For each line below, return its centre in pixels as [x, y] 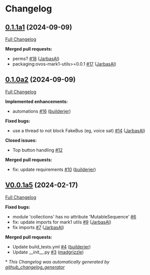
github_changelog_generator [35, 267]
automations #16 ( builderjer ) [42, 111]
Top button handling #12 [37, 150]
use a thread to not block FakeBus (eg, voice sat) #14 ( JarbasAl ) [79, 130]
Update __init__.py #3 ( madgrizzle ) [48, 252]
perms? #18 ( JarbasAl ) [36, 59]
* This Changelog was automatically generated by [57, 261]
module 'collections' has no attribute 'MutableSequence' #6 [74, 216]
